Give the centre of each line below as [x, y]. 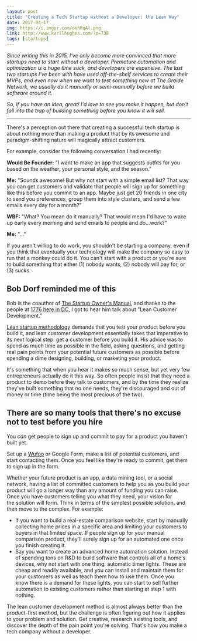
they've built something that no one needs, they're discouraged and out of [96, 388]
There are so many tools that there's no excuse [94, 413]
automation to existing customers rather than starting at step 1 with [96, 589]
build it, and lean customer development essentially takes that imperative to [98, 333]
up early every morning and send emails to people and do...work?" [87, 223]
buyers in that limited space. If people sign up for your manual [90, 532]
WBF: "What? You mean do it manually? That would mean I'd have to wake [96, 217]
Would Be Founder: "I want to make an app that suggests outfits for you [94, 163]
